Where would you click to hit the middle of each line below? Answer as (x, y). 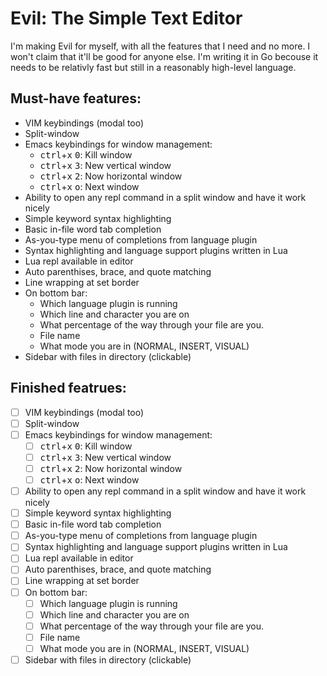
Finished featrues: (68, 388)
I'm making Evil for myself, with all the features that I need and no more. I (160, 46)
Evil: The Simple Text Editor (126, 18)
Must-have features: (76, 98)
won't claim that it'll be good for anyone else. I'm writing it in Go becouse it (164, 56)
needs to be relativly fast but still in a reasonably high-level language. (153, 67)
